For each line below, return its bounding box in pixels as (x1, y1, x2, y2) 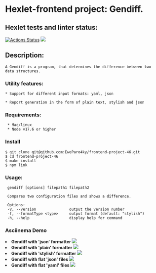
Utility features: (5, 80, 43, 87)
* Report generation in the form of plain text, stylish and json (5, 100, 145, 105)
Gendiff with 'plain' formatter (11, 245, 73, 251)
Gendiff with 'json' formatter (11, 239, 71, 245)
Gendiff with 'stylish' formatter (11, 251, 77, 257)
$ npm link (5, 162, 28, 168)
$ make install (5, 158, 37, 163)
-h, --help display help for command (7, 216, 122, 221)
